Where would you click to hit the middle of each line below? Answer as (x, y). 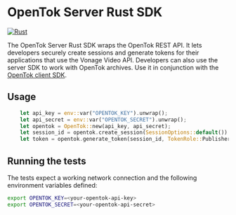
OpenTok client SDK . (37, 75)
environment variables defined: (52, 185)
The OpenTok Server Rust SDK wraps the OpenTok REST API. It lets (105, 45)
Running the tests (47, 161)
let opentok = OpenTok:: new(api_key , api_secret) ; (96, 126)
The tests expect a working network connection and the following (102, 178)
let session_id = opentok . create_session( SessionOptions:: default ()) (124, 133)
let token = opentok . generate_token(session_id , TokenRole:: (111, 139)
